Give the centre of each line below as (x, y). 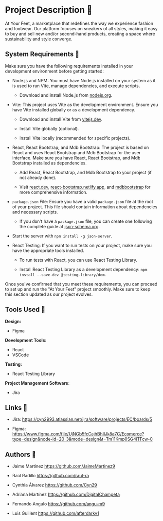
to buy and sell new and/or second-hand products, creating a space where (80, 34)
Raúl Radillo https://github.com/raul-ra (50, 476)
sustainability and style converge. (39, 39)
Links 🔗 (16, 407)
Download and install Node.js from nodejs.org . (66, 95)
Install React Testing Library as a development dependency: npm (83, 269)
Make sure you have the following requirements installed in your (69, 66)
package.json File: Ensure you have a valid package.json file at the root (82, 201)
